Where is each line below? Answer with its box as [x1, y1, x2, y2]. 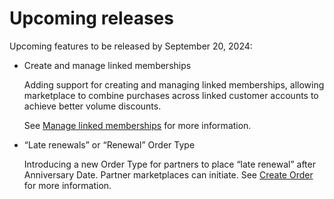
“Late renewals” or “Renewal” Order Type [23, 138, 196, 151]
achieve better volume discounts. [23, 100, 162, 112]
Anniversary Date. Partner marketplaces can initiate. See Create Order [23, 168, 314, 181]
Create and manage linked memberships [23, 59, 192, 71]
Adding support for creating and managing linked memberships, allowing [23, 78, 325, 91]
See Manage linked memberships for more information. [23, 119, 252, 131]
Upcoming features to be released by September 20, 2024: [9, 40, 253, 52]
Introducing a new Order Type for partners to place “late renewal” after [23, 158, 316, 170]
